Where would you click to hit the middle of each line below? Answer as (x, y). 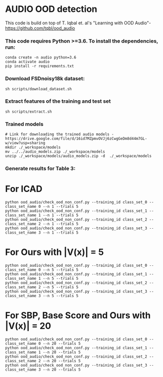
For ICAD (24, 189)
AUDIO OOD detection (51, 9)
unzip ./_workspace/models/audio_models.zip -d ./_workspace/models (79, 156)
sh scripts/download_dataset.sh (38, 89)
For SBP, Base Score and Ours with (78, 315)
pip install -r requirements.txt (40, 66)
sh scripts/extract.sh (28, 112)
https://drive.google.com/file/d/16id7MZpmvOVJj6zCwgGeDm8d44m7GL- (76, 139)
